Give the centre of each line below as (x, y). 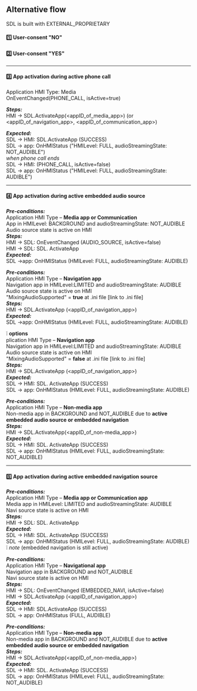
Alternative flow (36, 10)
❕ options (17, 334)
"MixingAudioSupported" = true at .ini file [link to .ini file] (75, 297)
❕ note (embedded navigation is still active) (57, 548)
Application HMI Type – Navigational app (56, 566)
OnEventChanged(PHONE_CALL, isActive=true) (63, 98)
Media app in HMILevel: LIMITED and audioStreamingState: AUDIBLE (89, 504)
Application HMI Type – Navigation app (54, 279)
